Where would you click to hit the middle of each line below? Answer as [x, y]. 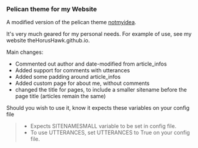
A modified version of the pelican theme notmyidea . [71, 22]
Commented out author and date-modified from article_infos [91, 64]
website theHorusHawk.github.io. [48, 41]
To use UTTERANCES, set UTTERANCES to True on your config [110, 133]
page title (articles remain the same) [60, 96]
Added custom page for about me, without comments [82, 83]
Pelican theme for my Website [52, 9]
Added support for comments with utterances [72, 70]
